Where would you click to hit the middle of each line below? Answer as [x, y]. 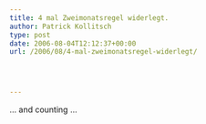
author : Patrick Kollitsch [61, 26]
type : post [30, 35]
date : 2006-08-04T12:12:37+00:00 [73, 43]
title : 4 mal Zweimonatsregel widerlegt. [89, 18]
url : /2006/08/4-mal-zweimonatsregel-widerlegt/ [103, 52]
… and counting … [43, 109]
